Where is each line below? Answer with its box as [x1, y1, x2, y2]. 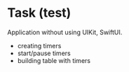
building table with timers [17, 56, 91, 64]
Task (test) [7, 5, 72, 21]
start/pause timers [17, 49, 72, 57]
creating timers [17, 41, 62, 50]
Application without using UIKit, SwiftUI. [7, 28, 123, 36]
